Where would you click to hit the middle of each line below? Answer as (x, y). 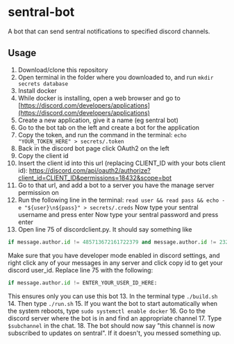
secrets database (43, 84)
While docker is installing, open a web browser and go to (99, 98)
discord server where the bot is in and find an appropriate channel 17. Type (115, 318)
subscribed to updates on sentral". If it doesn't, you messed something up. (115, 333)
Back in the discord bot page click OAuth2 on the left (93, 148)
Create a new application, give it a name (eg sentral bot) (98, 120)
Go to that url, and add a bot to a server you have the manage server (116, 185)
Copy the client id (43, 155)
